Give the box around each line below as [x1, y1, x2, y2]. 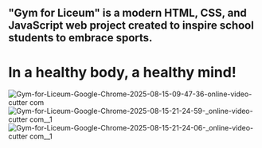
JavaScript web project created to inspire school [8, 19, 255, 33]
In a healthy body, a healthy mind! [8, 63, 237, 81]
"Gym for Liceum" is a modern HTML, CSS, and [8, 6, 247, 20]
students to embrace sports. [8, 31, 153, 45]
